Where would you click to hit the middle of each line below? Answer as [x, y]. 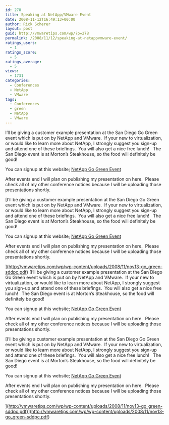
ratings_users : [21, 43]
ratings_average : [23, 62]
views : [12, 71]
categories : [18, 80]
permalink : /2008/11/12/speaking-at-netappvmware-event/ [66, 38]
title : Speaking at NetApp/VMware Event [48, 15]
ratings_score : [21, 52]
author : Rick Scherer [28, 24]
